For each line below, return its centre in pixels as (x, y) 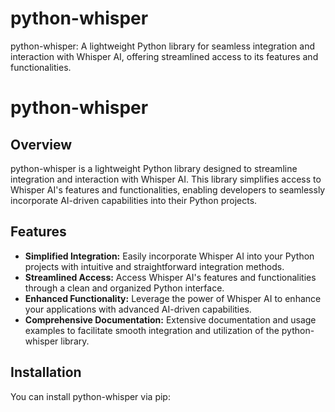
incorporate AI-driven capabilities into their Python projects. (134, 200)
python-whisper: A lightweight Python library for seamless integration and (162, 46)
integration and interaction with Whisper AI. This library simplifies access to (166, 179)
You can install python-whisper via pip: (90, 396)
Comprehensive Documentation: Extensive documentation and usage (170, 319)
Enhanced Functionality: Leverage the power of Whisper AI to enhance (173, 298)
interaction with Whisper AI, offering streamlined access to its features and (164, 56)
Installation (46, 372)
